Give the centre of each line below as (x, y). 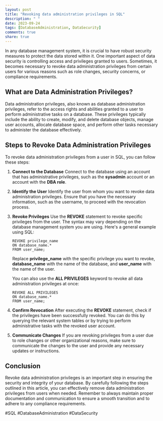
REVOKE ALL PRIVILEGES (35, 293)
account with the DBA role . (39, 182)
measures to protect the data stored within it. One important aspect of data (80, 56)
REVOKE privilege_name (35, 241)
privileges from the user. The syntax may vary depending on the (76, 221)
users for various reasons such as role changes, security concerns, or (75, 71)
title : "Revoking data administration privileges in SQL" (65, 14)
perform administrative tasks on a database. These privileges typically (75, 114)
